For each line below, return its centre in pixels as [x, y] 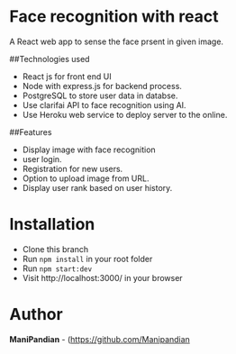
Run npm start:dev [57, 268]
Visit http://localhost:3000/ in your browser [102, 277]
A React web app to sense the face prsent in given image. [116, 41]
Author [36, 315]
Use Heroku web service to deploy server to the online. [125, 114]
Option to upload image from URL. [86, 178]
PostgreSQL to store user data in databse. [100, 95]
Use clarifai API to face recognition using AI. [104, 104]
